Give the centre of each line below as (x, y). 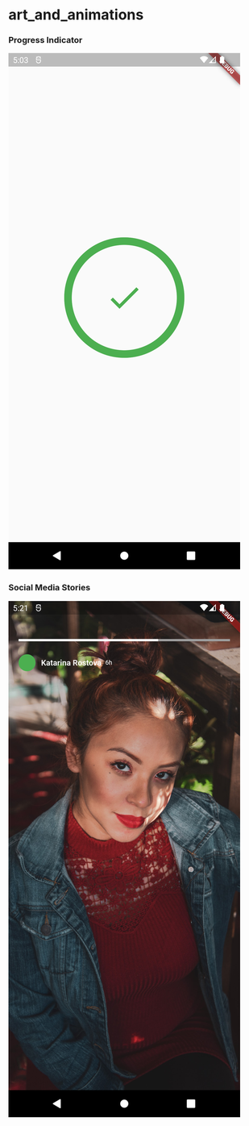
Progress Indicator (46, 40)
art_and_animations (76, 15)
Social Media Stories (50, 588)
